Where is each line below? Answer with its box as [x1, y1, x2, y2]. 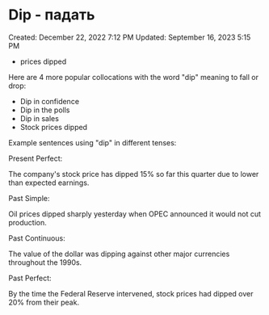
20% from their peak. [8, 297, 79, 307]
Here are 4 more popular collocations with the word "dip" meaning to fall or [8, 72, 259, 82]
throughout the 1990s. [8, 257, 82, 267]
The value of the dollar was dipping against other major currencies [8, 249, 230, 258]
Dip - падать [8, 6, 95, 24]
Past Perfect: [8, 273, 52, 283]
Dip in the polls [19, 105, 70, 115]
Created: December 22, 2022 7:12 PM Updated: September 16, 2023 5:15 [8, 32, 251, 42]
